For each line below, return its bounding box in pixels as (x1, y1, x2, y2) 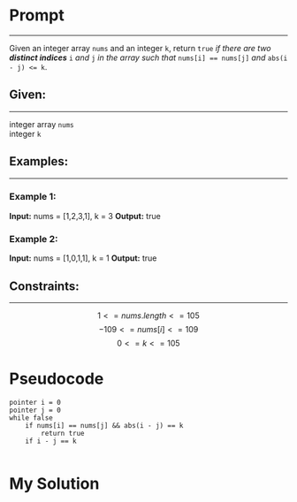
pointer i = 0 (9, 398, 62, 407)
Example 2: (9, 232, 58, 245)
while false (9, 413, 53, 422)
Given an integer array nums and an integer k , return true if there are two (9, 42, 271, 53)
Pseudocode (9, 369, 104, 389)
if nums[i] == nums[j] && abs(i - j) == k (25, 421, 184, 430)
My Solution (9, 474, 100, 494)
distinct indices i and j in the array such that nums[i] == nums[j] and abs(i (9, 52, 288, 63)
